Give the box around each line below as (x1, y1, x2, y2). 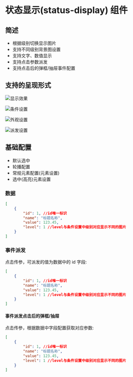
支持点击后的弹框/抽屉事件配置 (12, 65, 76, 71)
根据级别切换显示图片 (12, 40, 56, 46)
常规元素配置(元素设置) (12, 170, 60, 176)
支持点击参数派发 (12, 59, 48, 65)
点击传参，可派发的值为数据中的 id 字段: (5, 259, 87, 265)
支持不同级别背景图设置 (12, 46, 61, 52)
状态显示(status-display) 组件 (5, 4, 128, 16)
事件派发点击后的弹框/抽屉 (5, 313, 60, 319)
